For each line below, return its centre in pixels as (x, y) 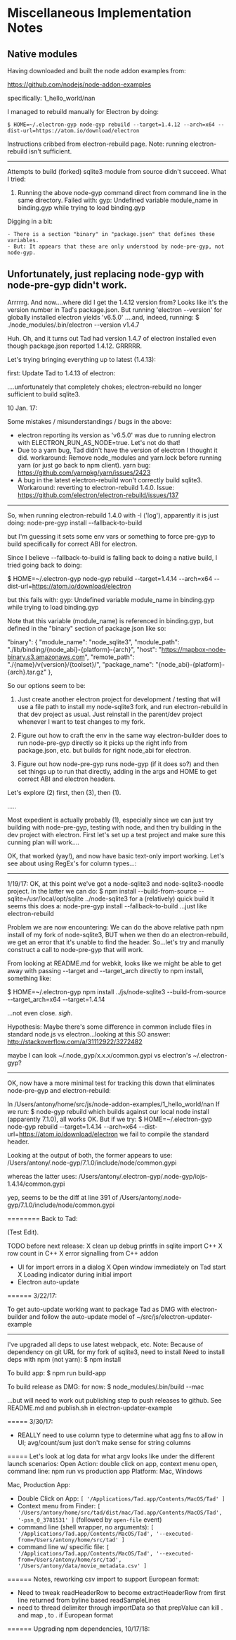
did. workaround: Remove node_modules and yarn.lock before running (120, 457)
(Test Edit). (23, 1232)
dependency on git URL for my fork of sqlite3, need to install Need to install (116, 1352)
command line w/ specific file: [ (64, 1546)
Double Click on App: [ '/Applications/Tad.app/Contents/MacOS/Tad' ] (121, 1498)
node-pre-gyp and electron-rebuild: (59, 1090)
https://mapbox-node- (194, 649)
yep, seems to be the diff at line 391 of (63, 1197)
